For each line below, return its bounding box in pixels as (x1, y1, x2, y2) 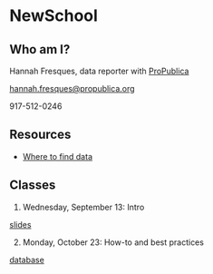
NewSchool (9, 5, 98, 26)
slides (9, 219, 32, 230)
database (9, 254, 45, 265)
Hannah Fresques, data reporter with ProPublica (9, 65, 189, 76)
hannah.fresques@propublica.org (9, 83, 135, 93)
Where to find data (22, 151, 93, 161)
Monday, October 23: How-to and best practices (22, 237, 204, 248)
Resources (9, 127, 72, 142)
